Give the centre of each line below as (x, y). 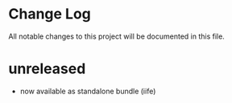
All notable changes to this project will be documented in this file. (117, 36)
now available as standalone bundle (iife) (88, 91)
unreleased (47, 69)
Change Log (50, 14)
